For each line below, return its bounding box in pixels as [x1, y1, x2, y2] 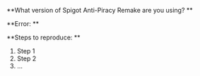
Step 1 [16, 47, 35, 55]
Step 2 [16, 54, 37, 63]
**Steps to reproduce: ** [6, 33, 81, 42]
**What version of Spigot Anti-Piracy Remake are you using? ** [6, 6, 194, 14]
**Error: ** [6, 20, 40, 27]
